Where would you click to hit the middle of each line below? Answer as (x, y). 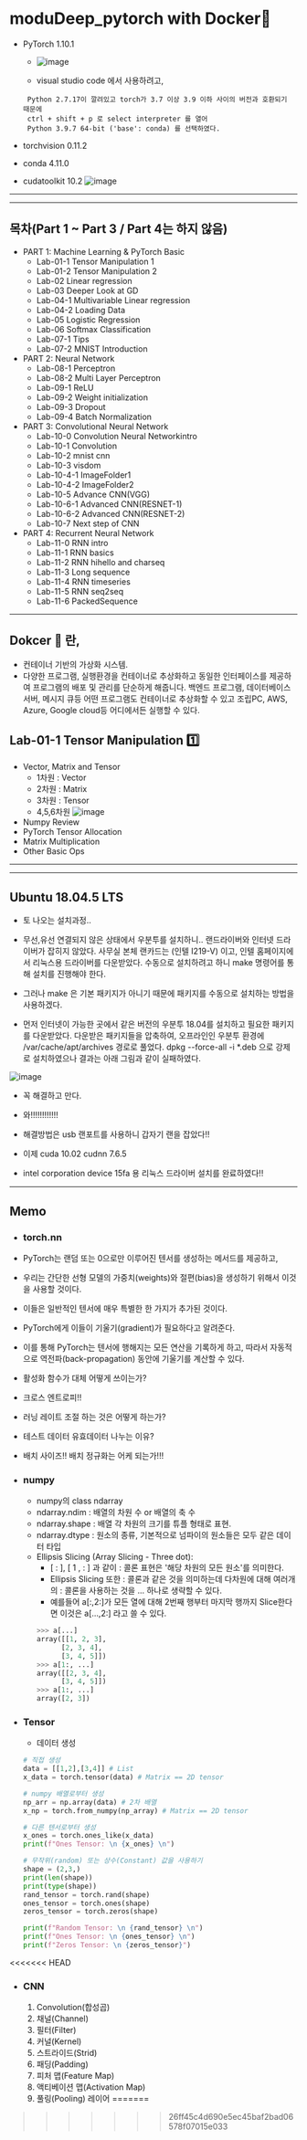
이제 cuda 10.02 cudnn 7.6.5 (74, 1154)
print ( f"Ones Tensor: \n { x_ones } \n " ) (99, 1844)
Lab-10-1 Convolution (76, 446)
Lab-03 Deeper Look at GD (87, 290)
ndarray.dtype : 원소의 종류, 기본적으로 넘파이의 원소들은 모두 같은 (155, 1535)
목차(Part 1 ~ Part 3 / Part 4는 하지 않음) (119, 229)
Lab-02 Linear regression (84, 280)
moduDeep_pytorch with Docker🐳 (140, 19)
